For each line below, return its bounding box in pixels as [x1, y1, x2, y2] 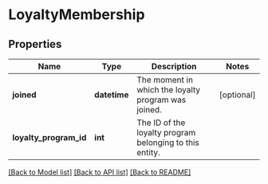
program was [136, 94, 187, 105]
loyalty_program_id [12, 132, 87, 143]
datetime [94, 89, 129, 100]
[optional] [219, 89, 256, 100]
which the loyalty [136, 84, 201, 95]
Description [151, 61, 197, 72]
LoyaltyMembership [8, 6, 145, 24]
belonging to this [136, 137, 199, 148]
